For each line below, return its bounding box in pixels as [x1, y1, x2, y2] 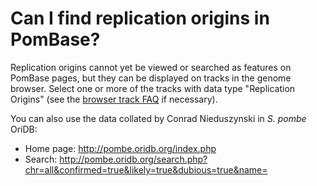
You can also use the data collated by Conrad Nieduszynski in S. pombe [10, 112, 307, 124]
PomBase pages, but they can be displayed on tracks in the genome [10, 72, 292, 84]
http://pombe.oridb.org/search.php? [59, 153, 208, 165]
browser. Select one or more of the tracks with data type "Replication [10, 82, 296, 94]
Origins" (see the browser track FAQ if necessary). [10, 93, 218, 105]
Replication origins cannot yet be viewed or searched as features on [10, 61, 292, 73]
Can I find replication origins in [10, 7, 270, 30]
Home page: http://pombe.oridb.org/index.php [24, 142, 217, 154]
